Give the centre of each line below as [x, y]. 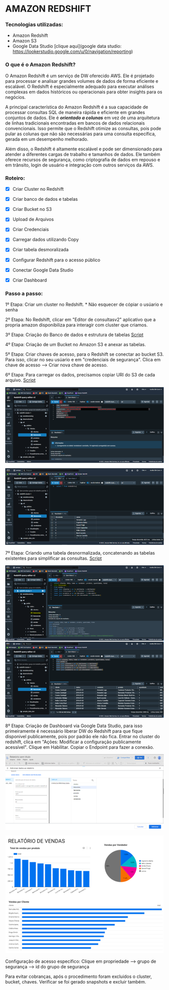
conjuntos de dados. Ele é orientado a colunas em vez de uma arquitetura [82, 118]
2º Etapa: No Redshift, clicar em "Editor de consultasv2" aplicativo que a [80, 319]
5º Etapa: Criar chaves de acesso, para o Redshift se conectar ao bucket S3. [84, 354]
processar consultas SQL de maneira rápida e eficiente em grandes [75, 112]
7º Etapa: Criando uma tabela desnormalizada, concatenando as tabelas [80, 553]
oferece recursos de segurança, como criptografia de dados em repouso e [83, 159]
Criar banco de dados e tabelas [45, 199]
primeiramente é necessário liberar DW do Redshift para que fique [74, 731]
